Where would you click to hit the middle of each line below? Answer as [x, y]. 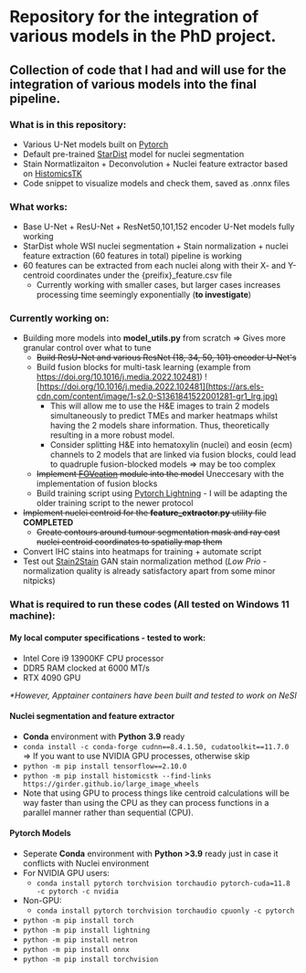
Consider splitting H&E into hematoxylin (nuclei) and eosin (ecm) [171, 445]
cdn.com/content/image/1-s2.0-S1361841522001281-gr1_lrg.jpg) [157, 397]
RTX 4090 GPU [52, 677]
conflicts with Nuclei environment [86, 863]
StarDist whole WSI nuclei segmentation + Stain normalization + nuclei [155, 246]
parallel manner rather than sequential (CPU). [108, 812]
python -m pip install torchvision [90, 959]
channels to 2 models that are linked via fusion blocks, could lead [173, 455]
